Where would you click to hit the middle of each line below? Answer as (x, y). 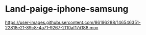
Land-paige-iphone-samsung (67, 9)
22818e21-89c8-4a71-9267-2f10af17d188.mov (52, 27)
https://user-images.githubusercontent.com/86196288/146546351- (73, 22)
